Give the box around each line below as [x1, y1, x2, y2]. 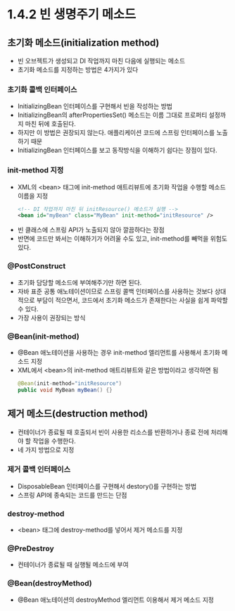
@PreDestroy [7, 543, 54, 553]
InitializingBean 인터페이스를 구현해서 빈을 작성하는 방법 [17, 102, 172, 111]
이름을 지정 [17, 191, 49, 200]
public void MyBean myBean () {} [17, 386, 113, 393]
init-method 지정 [7, 165, 64, 175]
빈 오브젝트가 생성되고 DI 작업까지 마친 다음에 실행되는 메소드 [17, 57, 186, 65]
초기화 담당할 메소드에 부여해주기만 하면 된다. [17, 278, 142, 286]
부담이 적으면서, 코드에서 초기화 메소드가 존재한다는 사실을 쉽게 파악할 [36, 296, 229, 304]
